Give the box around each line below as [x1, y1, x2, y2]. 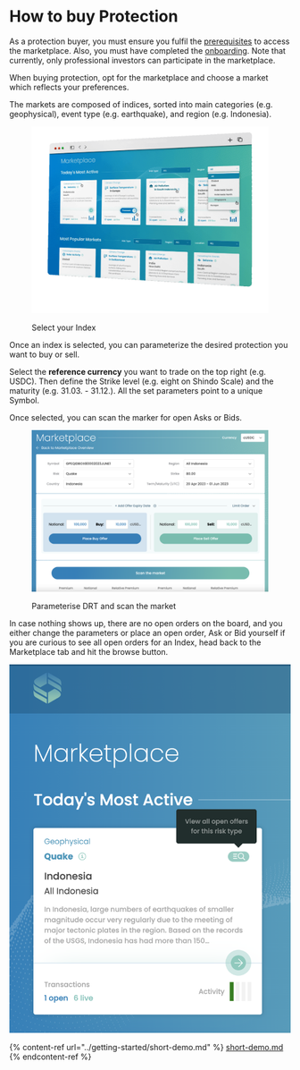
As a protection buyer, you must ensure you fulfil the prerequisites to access [9, 36, 290, 47]
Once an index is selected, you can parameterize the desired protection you [9, 340, 288, 351]
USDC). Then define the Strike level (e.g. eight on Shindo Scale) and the [9, 376, 274, 386]
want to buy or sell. [9, 349, 80, 360]
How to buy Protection [9, 6, 179, 27]
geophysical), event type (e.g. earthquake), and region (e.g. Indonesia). [9, 108, 272, 119]
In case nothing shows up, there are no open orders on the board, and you [9, 618, 283, 629]
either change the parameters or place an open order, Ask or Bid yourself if [9, 628, 286, 639]
